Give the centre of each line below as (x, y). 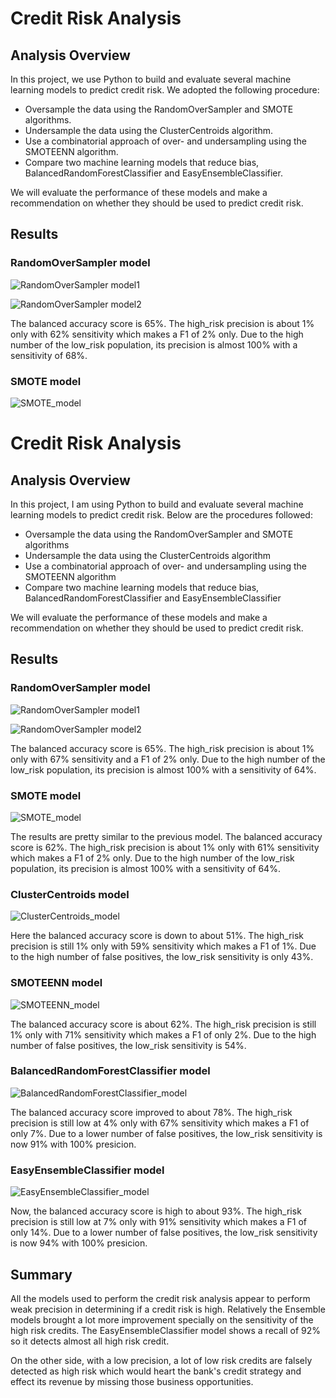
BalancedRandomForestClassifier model (110, 1071)
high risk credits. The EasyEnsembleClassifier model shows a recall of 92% (165, 1330)
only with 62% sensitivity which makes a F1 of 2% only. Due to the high (157, 334)
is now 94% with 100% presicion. (79, 1243)
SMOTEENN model (56, 983)
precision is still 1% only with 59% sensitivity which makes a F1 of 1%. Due (163, 946)
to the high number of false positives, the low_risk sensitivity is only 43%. (162, 957)
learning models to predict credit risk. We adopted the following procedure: (165, 90)
